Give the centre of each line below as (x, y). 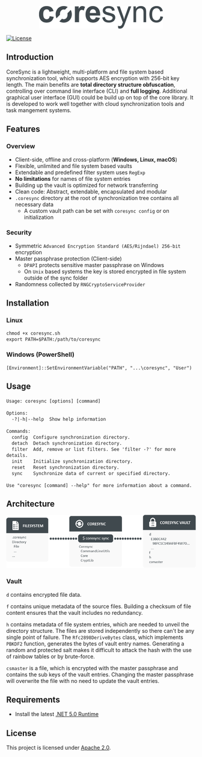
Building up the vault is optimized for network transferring (86, 185)
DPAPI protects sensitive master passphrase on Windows (94, 265)
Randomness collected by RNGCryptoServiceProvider (80, 284)
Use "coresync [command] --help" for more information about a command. (99, 485)
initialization (39, 217)
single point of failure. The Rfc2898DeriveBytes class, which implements (95, 637)
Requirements (33, 699)
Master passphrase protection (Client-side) (68, 259)
